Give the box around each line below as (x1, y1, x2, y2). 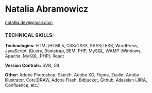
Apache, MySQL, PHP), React (5, 53, 64, 59)
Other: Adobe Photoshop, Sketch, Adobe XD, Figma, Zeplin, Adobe (5, 72, 139, 78)
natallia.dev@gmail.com (5, 19, 53, 25)
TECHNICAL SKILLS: (5, 32, 54, 38)
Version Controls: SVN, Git (5, 62, 60, 69)
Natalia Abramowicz (5, 3, 88, 15)
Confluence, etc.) (5, 82, 40, 88)
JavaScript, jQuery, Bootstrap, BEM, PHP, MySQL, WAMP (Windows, (5, 48, 142, 54)
